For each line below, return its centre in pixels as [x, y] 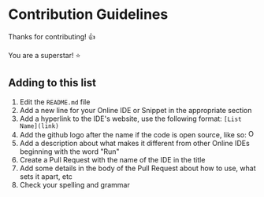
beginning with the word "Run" [69, 151]
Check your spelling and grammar [74, 184]
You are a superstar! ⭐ [45, 55]
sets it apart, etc [46, 176]
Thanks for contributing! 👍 [52, 36]
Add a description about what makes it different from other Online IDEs [134, 143]
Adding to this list [52, 83]
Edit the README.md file [55, 102]
